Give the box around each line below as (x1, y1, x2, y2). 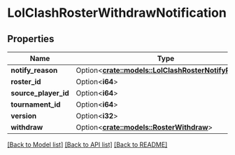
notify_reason (10, 65, 58, 75)
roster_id (10, 77, 41, 86)
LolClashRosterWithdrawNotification (7, 5, 227, 21)
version (10, 111, 37, 121)
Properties (7, 33, 55, 45)
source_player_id (10, 88, 70, 97)
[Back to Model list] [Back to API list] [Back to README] (7, 140, 168, 149)
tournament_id (10, 100, 61, 109)
